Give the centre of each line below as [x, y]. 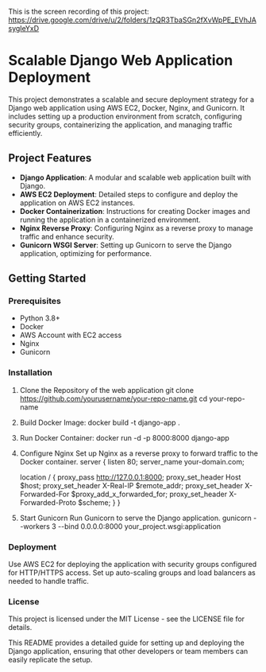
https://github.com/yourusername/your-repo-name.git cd [114, 398]
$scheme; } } [99, 502]
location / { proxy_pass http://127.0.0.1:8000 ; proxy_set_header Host [130, 477]
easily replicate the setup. [50, 660]
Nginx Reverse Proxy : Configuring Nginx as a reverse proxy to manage [136, 228]
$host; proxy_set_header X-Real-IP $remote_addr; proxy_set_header [131, 485]
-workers [35, 526]
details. [20, 627]
